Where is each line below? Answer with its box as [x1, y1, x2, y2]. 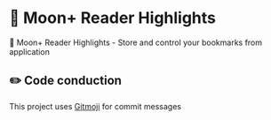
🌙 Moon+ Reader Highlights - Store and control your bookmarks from [9, 37, 263, 48]
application [9, 46, 51, 56]
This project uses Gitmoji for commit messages [9, 101, 182, 111]
